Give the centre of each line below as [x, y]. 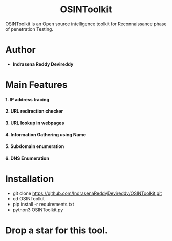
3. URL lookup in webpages [35, 123]
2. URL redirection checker [34, 111]
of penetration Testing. [29, 29]
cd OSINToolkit [29, 198]
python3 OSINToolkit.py [38, 210]
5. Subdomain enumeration [35, 146]
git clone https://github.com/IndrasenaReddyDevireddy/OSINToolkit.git [87, 193]
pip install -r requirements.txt [43, 204]
